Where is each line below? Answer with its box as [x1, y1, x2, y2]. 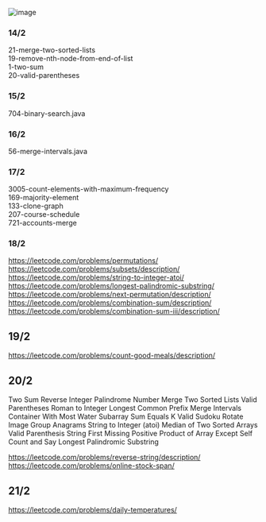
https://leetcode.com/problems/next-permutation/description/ [8, 290, 212, 300]
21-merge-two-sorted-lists [8, 45, 96, 55]
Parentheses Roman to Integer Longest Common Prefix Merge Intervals [8, 404, 242, 413]
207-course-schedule [8, 210, 80, 219]
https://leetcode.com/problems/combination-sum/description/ [8, 298, 212, 307]
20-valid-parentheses [8, 71, 80, 80]
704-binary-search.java [8, 108, 86, 118]
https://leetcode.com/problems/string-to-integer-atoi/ [8, 273, 185, 282]
